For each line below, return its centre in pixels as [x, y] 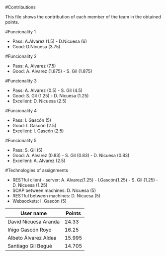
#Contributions [21, 7]
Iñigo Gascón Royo [30, 230]
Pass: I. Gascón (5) [32, 120]
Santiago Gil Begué [30, 246]
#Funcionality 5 [21, 140]
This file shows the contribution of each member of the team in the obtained [83, 17]
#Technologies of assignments [37, 170]
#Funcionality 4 [21, 111]
